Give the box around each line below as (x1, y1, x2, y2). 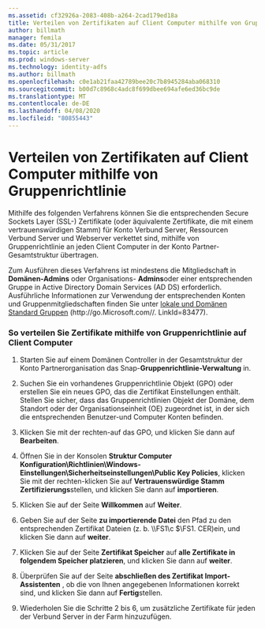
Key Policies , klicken (177, 468, 245, 478)
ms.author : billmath (8, 70, 77, 78)
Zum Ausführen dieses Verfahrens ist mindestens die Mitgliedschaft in (8, 266, 237, 275)
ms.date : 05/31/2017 (8, 41, 77, 49)
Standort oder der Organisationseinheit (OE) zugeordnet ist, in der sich (19, 404, 250, 413)
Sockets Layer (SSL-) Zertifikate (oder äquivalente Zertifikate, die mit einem (8, 217, 254, 226)
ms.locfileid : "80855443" (8, 115, 93, 122)
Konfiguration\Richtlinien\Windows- (19, 460, 141, 469)
